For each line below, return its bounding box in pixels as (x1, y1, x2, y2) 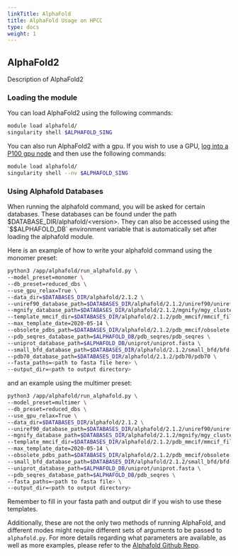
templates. (7, 505, 38, 514)
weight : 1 (7, 30, 37, 37)
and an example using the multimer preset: (7, 379, 132, 388)
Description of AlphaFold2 (7, 75, 84, 83)
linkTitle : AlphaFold (7, 10, 72, 18)
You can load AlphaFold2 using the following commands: (7, 109, 174, 117)
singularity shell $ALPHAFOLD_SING (7, 129, 113, 137)
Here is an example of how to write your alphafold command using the (7, 246, 212, 255)
